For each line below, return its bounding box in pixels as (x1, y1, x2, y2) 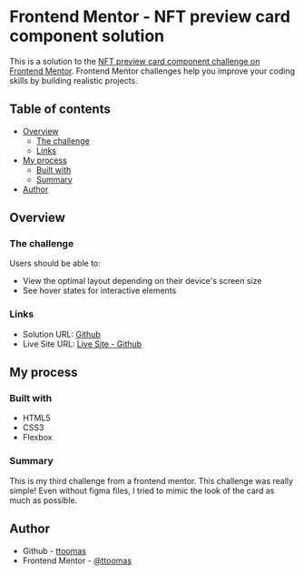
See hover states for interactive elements (22, 285, 177, 297)
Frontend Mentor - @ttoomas (22, 555, 132, 566)
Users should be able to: (9, 257, 102, 269)
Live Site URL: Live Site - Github (22, 338, 142, 349)
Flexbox (22, 432, 53, 443)
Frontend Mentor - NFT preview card (9, 6, 290, 27)
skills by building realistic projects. (9, 75, 138, 86)
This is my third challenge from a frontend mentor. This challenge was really (9, 475, 293, 486)
